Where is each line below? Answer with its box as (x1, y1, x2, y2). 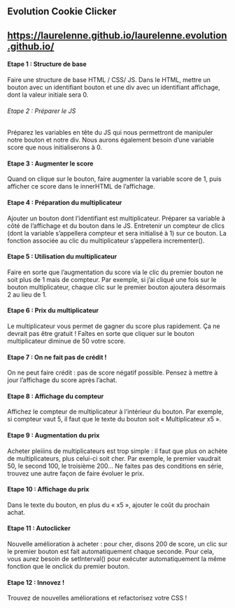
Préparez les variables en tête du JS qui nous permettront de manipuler (7, 128, 213, 137)
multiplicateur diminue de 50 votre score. (7, 337, 126, 345)
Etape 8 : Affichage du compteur (7, 392, 104, 400)
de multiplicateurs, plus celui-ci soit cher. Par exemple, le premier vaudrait (7, 454, 222, 462)
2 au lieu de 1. (7, 290, 48, 299)
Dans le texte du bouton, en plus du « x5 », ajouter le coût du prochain (7, 501, 210, 509)
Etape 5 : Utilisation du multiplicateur (7, 252, 117, 261)
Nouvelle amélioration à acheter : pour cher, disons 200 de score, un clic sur (7, 540, 228, 548)
